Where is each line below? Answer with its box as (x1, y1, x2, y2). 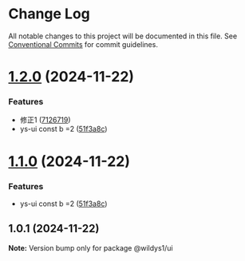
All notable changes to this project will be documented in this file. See (8, 31, 238, 41)
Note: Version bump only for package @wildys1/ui (8, 243, 173, 252)
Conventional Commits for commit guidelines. (8, 39, 158, 49)
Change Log (8, 5, 90, 23)
